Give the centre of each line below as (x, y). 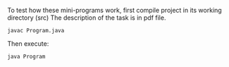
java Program (26, 56)
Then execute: (28, 44)
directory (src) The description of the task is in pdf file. (87, 18)
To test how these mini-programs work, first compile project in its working (114, 10)
